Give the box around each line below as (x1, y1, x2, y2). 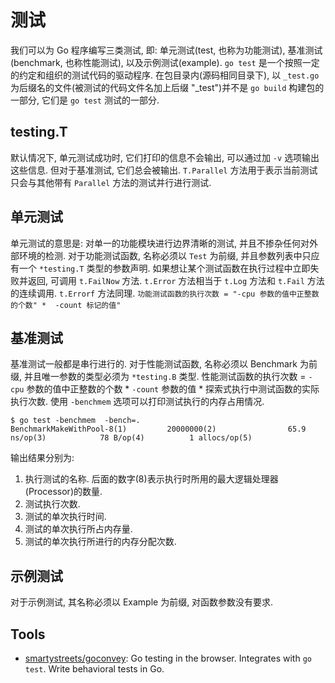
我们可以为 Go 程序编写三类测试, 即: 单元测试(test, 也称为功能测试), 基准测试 (10, 44, 323, 56)
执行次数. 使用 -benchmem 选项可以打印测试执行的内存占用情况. (10, 396, 265, 408)
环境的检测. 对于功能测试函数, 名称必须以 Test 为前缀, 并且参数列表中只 (18, 249, 312, 261)
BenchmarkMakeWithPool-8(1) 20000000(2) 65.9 (10, 424, 307, 435)
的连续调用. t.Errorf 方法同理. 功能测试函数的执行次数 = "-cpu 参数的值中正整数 (10, 287, 320, 299)
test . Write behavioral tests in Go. (24, 663, 165, 675)
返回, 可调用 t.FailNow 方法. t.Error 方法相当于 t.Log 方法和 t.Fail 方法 (27, 274, 325, 286)
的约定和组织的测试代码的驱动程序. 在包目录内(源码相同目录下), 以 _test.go (10, 69, 320, 81)
